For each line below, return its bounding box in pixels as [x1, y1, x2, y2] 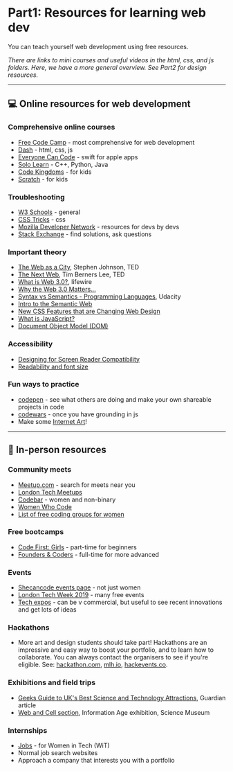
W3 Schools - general [17, 208, 81, 216]
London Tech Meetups [17, 488, 82, 496]
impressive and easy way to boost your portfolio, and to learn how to [17, 646, 214, 654]
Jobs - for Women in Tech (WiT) [17, 741, 110, 750]
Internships [8, 725, 48, 735]
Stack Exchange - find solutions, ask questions [17, 230, 152, 238]
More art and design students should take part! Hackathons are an [17, 639, 207, 647]
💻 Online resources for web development [8, 98, 191, 110]
